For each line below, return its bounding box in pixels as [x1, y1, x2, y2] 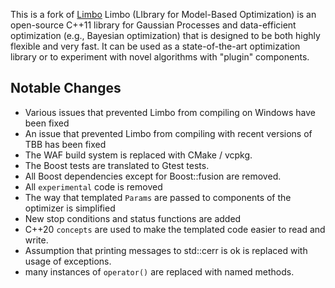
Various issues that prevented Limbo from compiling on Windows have [24, 106, 316, 118]
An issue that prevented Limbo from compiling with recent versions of [24, 127, 313, 139]
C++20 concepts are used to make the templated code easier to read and [24, 223, 326, 235]
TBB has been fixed [24, 138, 107, 150]
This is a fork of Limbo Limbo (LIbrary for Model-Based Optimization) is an [10, 9, 317, 20]
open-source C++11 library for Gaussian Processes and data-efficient [10, 19, 297, 31]
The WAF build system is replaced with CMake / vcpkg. [24, 149, 253, 161]
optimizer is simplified [24, 202, 116, 214]
